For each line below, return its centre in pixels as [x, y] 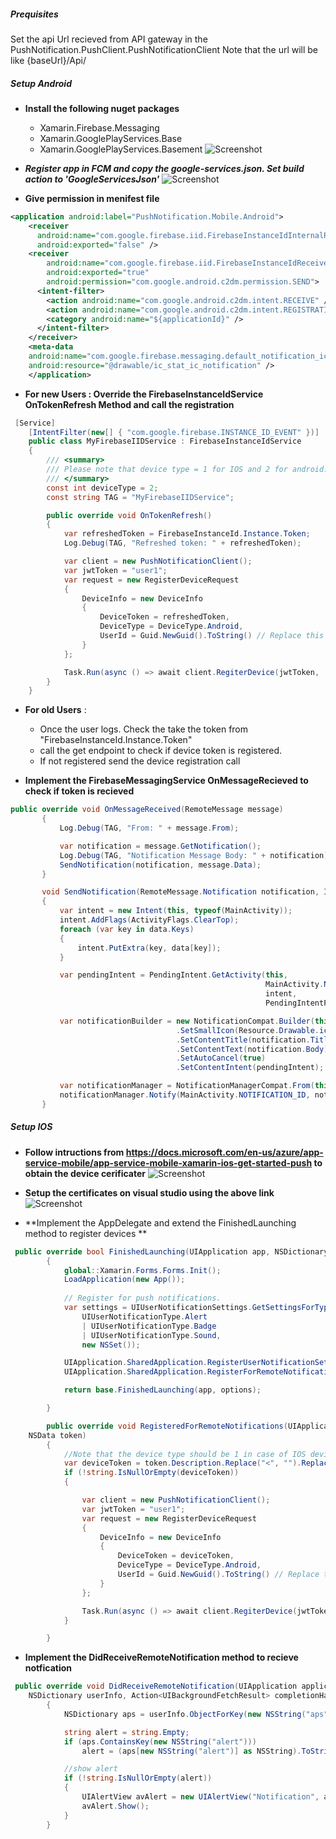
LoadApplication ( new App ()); [124, 1280]
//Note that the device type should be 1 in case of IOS [185, 1454]
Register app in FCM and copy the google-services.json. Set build [164, 168]
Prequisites [34, 14]
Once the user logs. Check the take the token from [144, 729]
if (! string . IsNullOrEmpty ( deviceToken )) [151, 1473]
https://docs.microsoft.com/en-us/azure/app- [224, 1152]
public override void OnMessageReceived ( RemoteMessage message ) [147, 810]
